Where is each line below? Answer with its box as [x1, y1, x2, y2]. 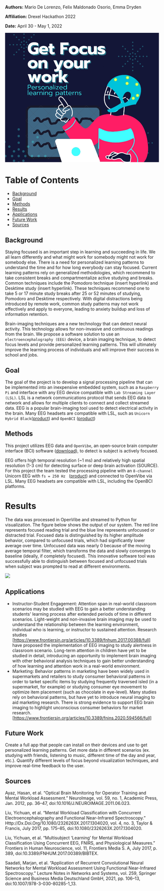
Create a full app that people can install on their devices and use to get [5, 742, 147, 748]
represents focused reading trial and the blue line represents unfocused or [5, 527, 155, 533]
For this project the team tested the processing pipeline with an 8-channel [5, 468, 153, 473]
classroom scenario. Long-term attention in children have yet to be [12, 647, 146, 653]
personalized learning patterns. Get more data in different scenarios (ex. [5, 747, 150, 753]
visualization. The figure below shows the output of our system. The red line [5, 522, 158, 528]
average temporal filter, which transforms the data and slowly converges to [5, 548, 156, 554]
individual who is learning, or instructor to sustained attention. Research [12, 626, 157, 632]
